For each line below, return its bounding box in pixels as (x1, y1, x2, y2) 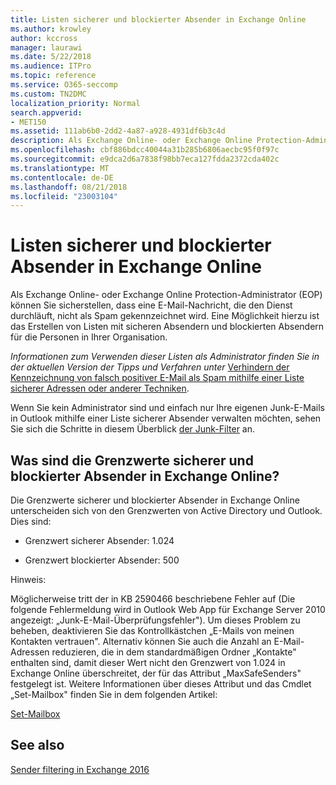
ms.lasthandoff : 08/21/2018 (10, 182, 128, 192)
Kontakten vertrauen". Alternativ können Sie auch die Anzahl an (10, 636, 272, 647)
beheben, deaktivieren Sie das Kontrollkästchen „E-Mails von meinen (10, 625, 295, 636)
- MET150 (10, 117, 47, 127)
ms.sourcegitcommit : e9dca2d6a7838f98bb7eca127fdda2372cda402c (10, 154, 280, 164)
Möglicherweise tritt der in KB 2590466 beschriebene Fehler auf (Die (10, 593, 296, 605)
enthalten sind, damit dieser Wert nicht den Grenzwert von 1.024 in (10, 657, 286, 668)
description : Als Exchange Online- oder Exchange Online (10, 136, 253, 146)
